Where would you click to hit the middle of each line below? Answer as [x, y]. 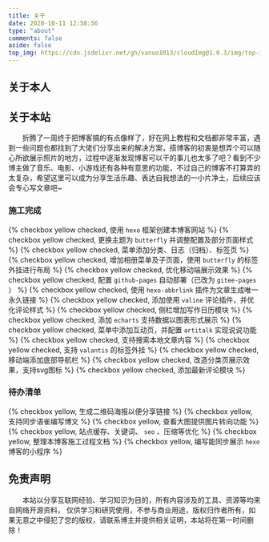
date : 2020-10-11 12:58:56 [53, 23]
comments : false [35, 38]
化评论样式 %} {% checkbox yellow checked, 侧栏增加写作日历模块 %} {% [130, 310]
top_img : [23, 53]
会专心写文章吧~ [35, 188]
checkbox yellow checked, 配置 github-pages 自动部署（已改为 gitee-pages [132, 279]
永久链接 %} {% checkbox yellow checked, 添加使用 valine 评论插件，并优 [131, 299]
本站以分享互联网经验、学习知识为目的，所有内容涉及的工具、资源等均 [138, 500]
